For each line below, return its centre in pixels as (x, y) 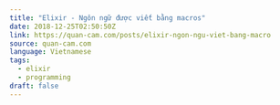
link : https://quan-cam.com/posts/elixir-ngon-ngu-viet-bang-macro (140, 35)
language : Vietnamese (51, 52)
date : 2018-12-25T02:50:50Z (63, 26)
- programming (44, 78)
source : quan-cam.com (51, 43)
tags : (20, 60)
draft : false (34, 86)
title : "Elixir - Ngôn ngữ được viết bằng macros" (108, 18)
